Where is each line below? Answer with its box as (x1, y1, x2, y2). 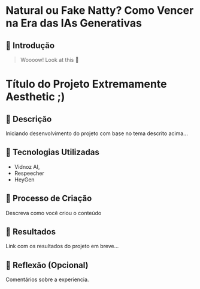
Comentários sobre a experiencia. (5, 276, 89, 283)
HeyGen (14, 175, 35, 183)
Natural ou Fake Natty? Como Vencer (5, 4, 194, 17)
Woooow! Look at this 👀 (20, 56, 79, 63)
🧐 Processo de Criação (5, 193, 92, 204)
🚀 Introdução (5, 40, 55, 50)
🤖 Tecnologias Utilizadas (5, 147, 99, 157)
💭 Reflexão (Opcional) (5, 260, 89, 270)
